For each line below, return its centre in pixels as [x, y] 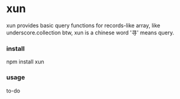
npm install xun [25, 62]
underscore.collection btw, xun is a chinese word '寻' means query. [90, 33]
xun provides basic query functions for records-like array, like [83, 25]
